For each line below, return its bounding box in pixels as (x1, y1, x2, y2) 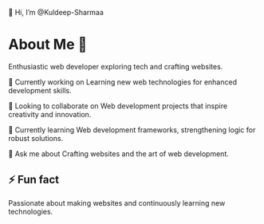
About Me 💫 (8, 36, 88, 53)
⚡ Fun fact (8, 173, 60, 187)
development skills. (8, 85, 72, 95)
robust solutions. (8, 133, 64, 143)
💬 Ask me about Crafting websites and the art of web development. (8, 148, 230, 159)
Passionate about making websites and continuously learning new (8, 198, 226, 207)
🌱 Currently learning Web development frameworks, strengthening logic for (8, 124, 256, 135)
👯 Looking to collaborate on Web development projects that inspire (8, 100, 228, 111)
